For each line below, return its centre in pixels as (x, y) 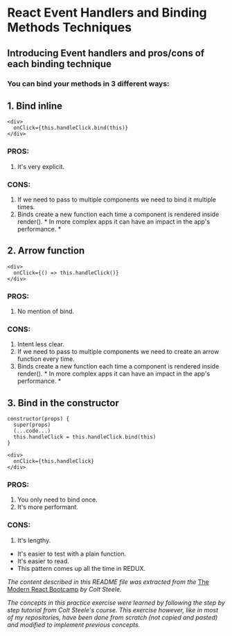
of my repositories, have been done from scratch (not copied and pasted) (113, 617)
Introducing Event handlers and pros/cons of (106, 53)
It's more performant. (47, 507)
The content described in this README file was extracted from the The (108, 582)
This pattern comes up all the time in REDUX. (81, 568)
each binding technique (60, 64)
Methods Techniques (70, 27)
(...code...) (32, 431)
